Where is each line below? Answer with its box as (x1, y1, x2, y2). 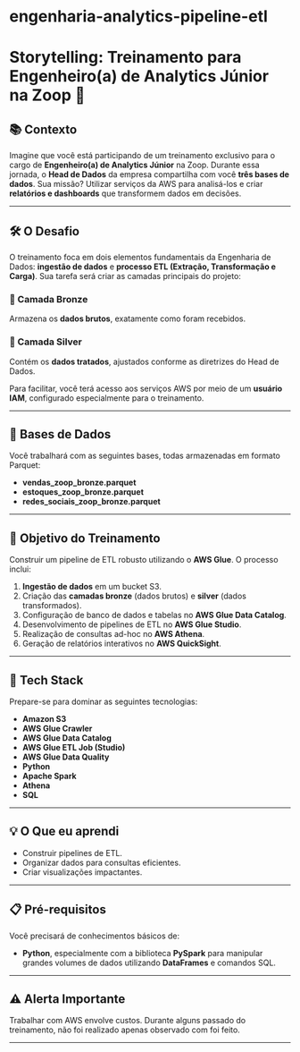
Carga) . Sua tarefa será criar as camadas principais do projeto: (9, 271, 241, 281)
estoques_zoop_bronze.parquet (21, 487, 145, 497)
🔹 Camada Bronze (9, 293, 88, 305)
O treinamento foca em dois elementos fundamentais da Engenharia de (9, 252, 271, 262)
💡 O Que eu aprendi (9, 824, 120, 839)
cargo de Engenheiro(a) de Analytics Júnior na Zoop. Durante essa (9, 159, 261, 171)
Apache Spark (21, 771, 78, 782)
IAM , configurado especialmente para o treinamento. (9, 392, 204, 403)
